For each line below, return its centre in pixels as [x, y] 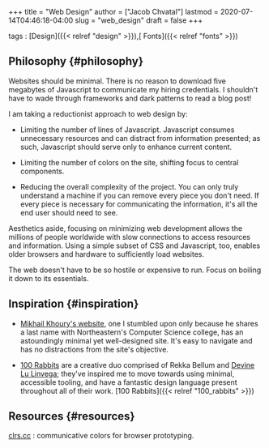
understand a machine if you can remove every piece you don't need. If [139, 195]
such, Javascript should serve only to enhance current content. [126, 147]
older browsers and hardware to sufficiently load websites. [107, 254]
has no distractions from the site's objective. [94, 349]
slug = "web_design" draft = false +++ [139, 20]
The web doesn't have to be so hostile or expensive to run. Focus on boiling [135, 270]
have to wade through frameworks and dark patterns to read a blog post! [130, 98]
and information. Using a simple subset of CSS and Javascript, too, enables [134, 245]
